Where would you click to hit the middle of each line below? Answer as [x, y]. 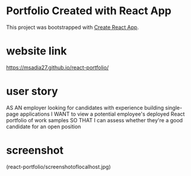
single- [174, 107]
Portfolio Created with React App [89, 11]
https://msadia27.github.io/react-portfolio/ [58, 67]
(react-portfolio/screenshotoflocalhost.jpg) [58, 167]
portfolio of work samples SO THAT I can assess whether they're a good [94, 120]
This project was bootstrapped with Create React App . [73, 27]
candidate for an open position [44, 126]
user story [32, 91]
